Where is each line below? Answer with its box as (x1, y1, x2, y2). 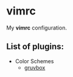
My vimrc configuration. (6, 24, 67, 31)
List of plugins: (6, 42, 64, 52)
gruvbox (24, 64, 46, 71)
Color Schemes (15, 57, 54, 64)
